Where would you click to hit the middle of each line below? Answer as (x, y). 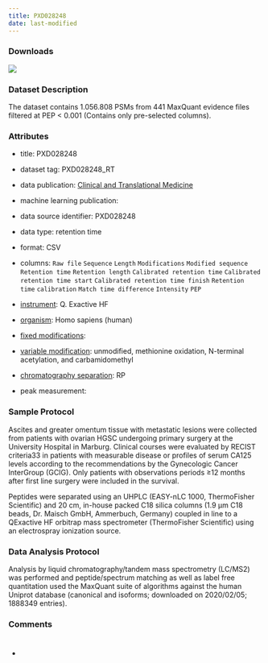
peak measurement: (53, 391)
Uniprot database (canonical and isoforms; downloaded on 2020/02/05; (128, 595)
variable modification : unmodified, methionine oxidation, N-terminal (132, 351)
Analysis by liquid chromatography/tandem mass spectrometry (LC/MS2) (130, 569)
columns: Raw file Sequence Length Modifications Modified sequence (134, 263)
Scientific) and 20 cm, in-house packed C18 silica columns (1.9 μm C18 (126, 505)
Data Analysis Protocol (54, 551)
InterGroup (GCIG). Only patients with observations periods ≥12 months (127, 472)
